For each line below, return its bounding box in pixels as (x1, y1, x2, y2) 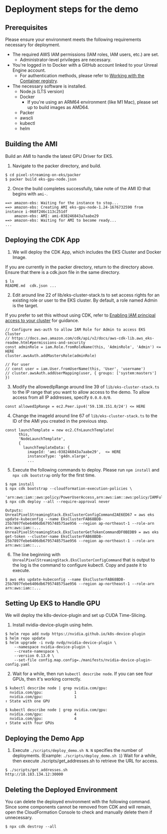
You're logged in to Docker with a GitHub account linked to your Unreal (12, 62, 158, 68)
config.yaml (5, 662, 30, 667)
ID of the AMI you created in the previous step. (12, 418, 108, 424)
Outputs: (5, 508, 23, 513)
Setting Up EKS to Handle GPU (5, 599, 100, 608)
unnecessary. (5, 815, 33, 821)
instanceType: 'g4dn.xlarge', (27, 454, 90, 459)
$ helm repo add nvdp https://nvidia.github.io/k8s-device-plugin (5, 631, 146, 637)
